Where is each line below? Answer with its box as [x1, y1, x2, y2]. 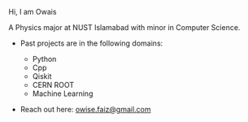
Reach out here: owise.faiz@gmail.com [20, 105, 152, 114]
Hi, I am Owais [8, 7, 57, 16]
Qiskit [32, 72, 52, 81]
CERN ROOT [32, 81, 75, 89]
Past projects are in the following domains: [20, 38, 163, 48]
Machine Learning [32, 89, 94, 98]
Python [32, 54, 57, 63]
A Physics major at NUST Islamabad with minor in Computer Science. [8, 23, 241, 32]
